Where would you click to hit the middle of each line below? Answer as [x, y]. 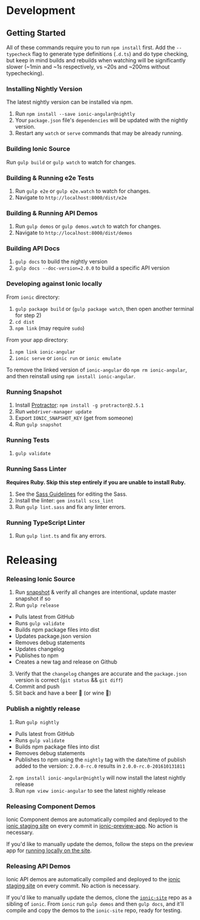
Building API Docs [33, 248]
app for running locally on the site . [49, 851]
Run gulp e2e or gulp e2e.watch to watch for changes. [83, 191]
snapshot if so [33, 599]
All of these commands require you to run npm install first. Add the [91, 47]
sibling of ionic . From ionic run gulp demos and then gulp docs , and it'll [95, 904]
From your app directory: [37, 339]
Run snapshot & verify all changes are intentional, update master [96, 592]
